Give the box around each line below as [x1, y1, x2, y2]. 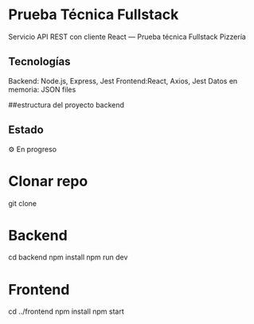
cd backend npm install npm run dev [8, 252, 128, 262]
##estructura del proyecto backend [8, 100, 125, 109]
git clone [8, 198, 37, 208]
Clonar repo [8, 172, 88, 190]
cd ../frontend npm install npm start [8, 306, 125, 316]
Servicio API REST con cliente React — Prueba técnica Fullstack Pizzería [8, 32, 247, 41]
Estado [8, 123, 44, 137]
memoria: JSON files [8, 84, 76, 94]
